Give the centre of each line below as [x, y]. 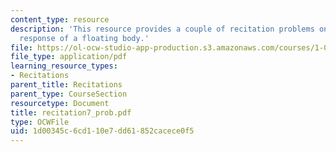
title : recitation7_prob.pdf [71, 112]
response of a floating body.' [84, 38]
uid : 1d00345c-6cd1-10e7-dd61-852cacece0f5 [102, 131]
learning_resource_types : [64, 66]
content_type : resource [60, 19]
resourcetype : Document [60, 103]
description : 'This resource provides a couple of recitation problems [162, 29]
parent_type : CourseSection [69, 94]
